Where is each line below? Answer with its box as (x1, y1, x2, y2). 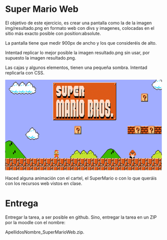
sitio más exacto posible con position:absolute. (5, 30, 101, 36)
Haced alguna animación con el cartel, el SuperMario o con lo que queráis (5, 175, 157, 181)
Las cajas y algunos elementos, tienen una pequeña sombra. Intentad (5, 64, 148, 70)
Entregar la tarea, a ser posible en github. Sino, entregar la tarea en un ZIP (5, 214, 157, 220)
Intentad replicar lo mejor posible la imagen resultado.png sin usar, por (5, 50, 150, 56)
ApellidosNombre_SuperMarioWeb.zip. (5, 229, 84, 235)
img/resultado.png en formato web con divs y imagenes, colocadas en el (5, 25, 155, 31)
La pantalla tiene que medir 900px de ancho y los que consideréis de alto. (5, 40, 157, 46)
